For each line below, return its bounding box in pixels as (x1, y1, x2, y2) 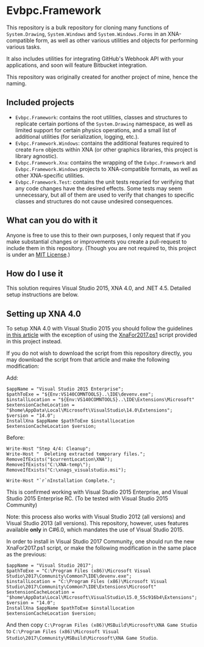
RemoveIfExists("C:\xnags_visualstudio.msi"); (6, 467, 127, 474)
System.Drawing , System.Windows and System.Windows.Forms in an (6, 30, 166, 37)
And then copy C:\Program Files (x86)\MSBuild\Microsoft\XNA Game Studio (6, 621, 198, 629)
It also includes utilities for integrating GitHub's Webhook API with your (6, 55, 184, 62)
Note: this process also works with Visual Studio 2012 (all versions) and (6, 513, 186, 520)
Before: (6, 434, 25, 441)
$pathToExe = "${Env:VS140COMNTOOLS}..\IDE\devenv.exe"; (6, 391, 154, 397)
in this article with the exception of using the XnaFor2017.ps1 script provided (6, 331, 197, 338)
